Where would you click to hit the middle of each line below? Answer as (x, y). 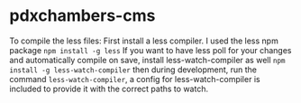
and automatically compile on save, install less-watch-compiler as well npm (147, 60)
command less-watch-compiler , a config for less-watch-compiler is (135, 79)
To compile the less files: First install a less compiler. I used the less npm (144, 41)
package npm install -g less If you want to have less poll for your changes (150, 50)
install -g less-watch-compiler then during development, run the (133, 70)
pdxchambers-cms (82, 16)
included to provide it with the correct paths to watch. (109, 89)
